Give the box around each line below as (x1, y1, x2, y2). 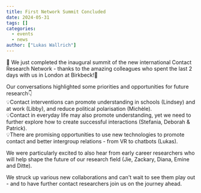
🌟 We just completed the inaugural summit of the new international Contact (6, 58, 192, 66)
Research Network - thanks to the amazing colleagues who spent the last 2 (6, 65, 193, 72)
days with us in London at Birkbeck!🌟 (6, 71, 98, 79)
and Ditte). (6, 162, 32, 169)
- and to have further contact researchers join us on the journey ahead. (6, 180, 182, 187)
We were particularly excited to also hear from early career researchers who (6, 149, 195, 156)
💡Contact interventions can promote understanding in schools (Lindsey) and (6, 98, 196, 105)
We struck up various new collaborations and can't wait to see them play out (6, 173, 196, 180)
